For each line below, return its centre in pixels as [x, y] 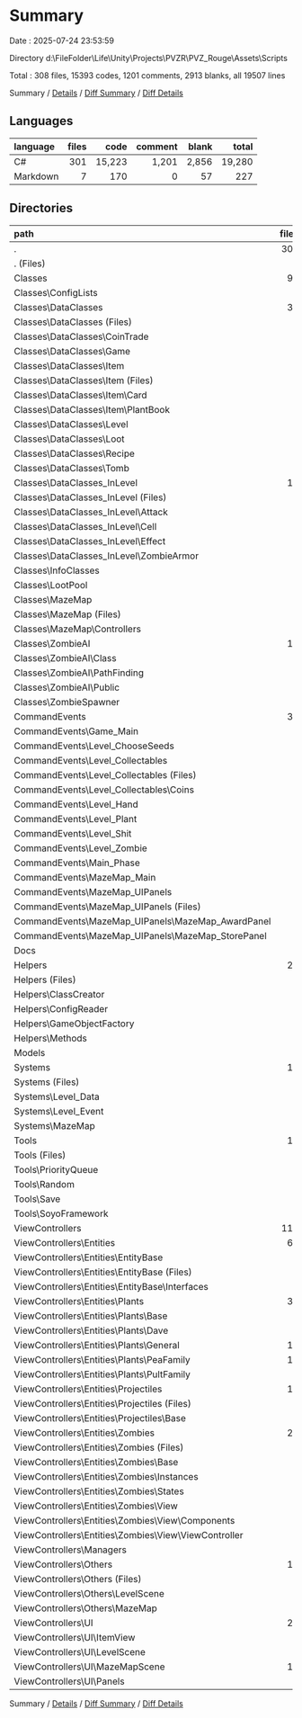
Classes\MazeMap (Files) [67, 614]
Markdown [36, 176]
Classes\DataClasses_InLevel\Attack [91, 512]
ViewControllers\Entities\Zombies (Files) [99, 1447]
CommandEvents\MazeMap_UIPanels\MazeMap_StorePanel [140, 935]
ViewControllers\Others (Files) [78, 1579]
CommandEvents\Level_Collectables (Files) [105, 774]
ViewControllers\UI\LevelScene [80, 1651]
